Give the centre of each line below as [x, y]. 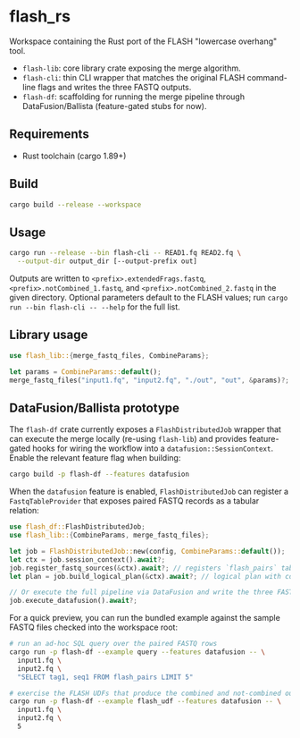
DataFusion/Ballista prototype [95, 407]
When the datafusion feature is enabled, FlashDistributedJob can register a [149, 492]
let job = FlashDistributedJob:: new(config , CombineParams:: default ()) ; [147, 551]
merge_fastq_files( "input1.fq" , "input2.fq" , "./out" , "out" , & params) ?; [150, 380]
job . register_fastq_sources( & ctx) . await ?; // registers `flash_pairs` [143, 568]
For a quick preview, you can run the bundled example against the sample [145, 618]
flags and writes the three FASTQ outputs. [114, 87]
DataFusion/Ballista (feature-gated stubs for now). [114, 106]
